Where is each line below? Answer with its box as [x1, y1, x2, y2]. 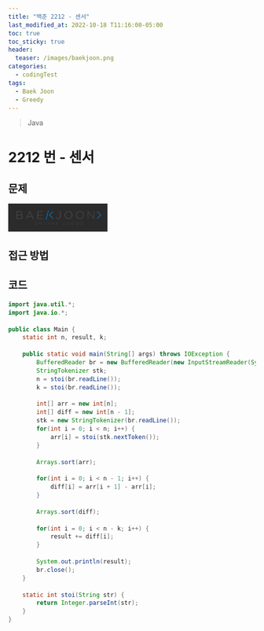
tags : [8, 79, 26, 87]
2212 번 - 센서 [8, 148, 95, 166]
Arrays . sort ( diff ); [36, 507, 101, 515]
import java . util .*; [8, 300, 76, 308]
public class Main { [8, 325, 76, 334]
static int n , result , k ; [22, 334, 108, 341]
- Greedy [15, 95, 44, 104]
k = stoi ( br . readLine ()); [36, 383, 122, 391]
